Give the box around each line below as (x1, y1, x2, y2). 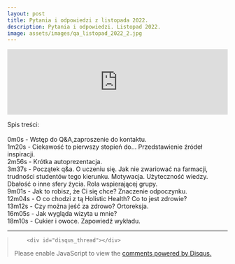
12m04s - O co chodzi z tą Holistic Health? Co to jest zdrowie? (7, 195, 187, 203)
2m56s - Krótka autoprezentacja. (7, 158, 103, 166)
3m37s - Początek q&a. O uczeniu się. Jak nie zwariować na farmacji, (7, 165, 208, 173)
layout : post (7, 10, 45, 17)
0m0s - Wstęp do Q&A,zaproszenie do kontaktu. (7, 135, 147, 144)
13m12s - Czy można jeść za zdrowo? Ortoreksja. (7, 202, 149, 210)
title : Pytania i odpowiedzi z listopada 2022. (7, 17, 149, 24)
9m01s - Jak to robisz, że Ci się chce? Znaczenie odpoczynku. (7, 187, 187, 196)
